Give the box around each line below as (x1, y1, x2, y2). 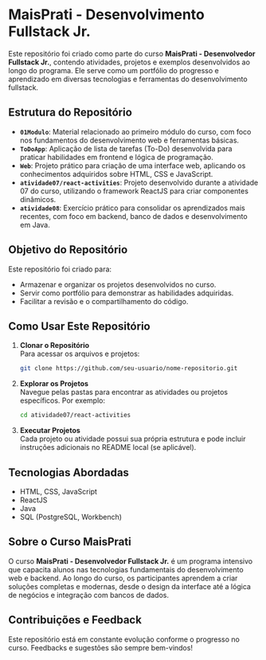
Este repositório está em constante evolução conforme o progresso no (8, 635, 241, 644)
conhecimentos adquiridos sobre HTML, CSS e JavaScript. (19, 169, 213, 178)
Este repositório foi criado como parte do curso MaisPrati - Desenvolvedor (8, 49, 256, 58)
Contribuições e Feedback (8, 613, 142, 627)
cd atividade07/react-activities (19, 412, 131, 420)
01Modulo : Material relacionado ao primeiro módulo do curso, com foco (19, 127, 252, 136)
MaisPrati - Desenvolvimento (8, 6, 205, 24)
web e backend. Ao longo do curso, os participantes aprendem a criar (8, 573, 238, 583)
